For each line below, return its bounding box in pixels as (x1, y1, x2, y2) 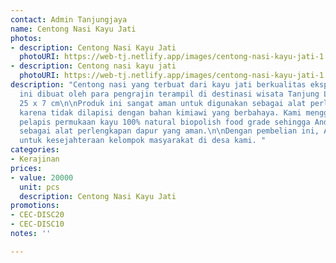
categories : (10, 145, 60, 155)
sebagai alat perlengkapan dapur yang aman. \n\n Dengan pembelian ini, (19, 126, 320, 136)
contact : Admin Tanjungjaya (10, 14, 128, 25)
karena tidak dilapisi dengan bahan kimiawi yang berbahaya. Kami (19, 107, 302, 118)
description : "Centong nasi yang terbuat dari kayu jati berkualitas (10, 80, 307, 90)
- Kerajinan (10, 154, 60, 164)
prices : (10, 163, 43, 173)
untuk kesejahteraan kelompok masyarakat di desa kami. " (19, 136, 267, 146)
